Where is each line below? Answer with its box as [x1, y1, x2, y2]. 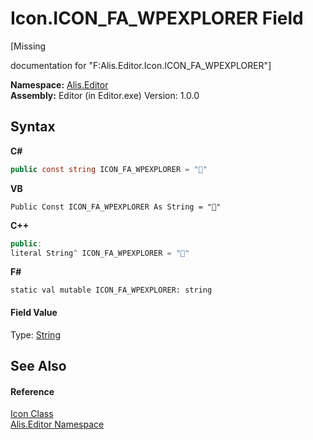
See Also [10, 357, 67, 374]
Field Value [10, 306, 58, 318]
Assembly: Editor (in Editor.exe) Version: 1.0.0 [10, 89, 200, 101]
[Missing [10, 40, 47, 52]
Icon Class [10, 408, 54, 420]
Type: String [10, 328, 61, 341]
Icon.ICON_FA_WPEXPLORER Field [10, 7, 304, 30]
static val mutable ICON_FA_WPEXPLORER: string [10, 285, 213, 296]
